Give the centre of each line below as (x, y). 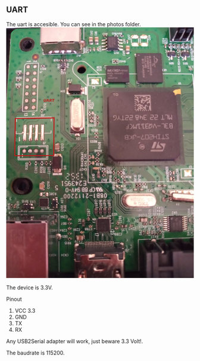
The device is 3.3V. (29, 287)
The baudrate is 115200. (35, 353)
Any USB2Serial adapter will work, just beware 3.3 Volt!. (75, 341)
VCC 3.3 (25, 310)
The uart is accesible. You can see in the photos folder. (74, 24)
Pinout (14, 299)
